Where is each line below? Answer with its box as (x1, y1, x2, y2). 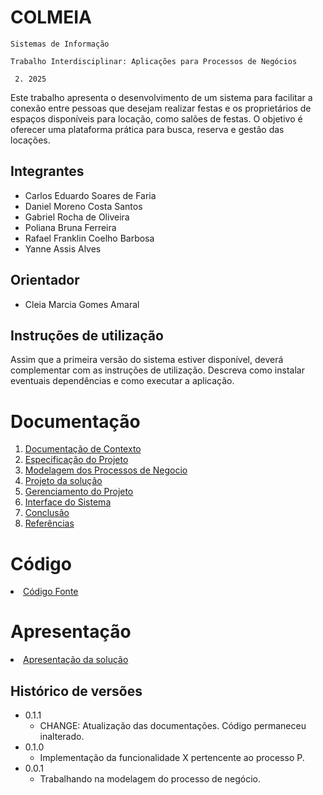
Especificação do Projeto (24, 454, 129, 466)
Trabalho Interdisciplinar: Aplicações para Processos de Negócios (10, 56, 298, 66)
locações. (10, 134, 51, 146)
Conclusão (24, 507, 70, 519)
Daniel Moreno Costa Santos (24, 200, 143, 212)
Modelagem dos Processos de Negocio (24, 464, 188, 476)
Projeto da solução (24, 475, 103, 487)
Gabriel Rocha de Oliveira (24, 211, 130, 223)
